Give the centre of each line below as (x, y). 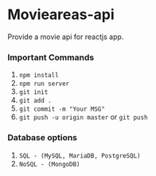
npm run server (44, 84)
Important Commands (51, 57)
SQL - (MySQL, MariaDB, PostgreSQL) (80, 156)
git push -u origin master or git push (83, 117)
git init (33, 92)
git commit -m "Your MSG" (62, 109)
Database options (42, 138)
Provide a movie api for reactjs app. (66, 37)
